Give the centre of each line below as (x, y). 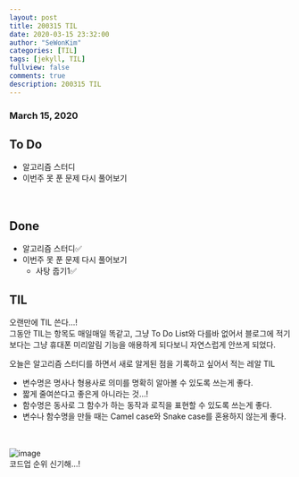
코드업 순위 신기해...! (45, 464)
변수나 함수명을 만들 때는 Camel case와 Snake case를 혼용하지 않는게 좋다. (154, 416)
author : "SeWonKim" (46, 43)
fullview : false (39, 68)
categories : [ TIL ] (43, 51)
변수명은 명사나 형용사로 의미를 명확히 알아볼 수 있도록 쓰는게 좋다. (137, 382)
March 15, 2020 (44, 115)
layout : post (33, 17)
